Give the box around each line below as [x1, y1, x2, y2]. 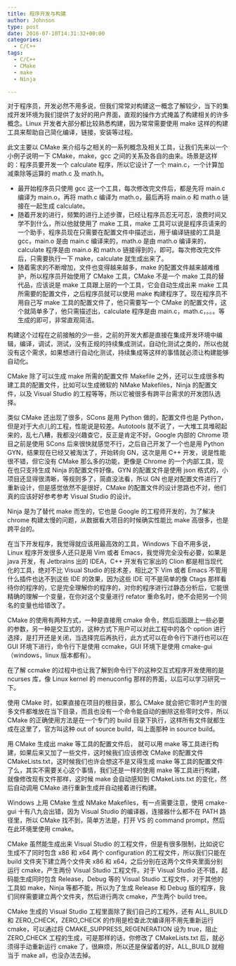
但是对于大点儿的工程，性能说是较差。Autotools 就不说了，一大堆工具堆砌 [7, 422, 221, 430]
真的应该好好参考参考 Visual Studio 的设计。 [7, 492, 135, 501]
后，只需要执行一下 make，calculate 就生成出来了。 [17, 254, 168, 263]
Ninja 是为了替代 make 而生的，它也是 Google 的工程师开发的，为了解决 [7, 507, 216, 516]
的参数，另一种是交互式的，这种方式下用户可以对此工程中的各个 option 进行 [7, 625, 226, 633]
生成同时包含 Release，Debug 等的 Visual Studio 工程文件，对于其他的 [19, 875, 223, 883]
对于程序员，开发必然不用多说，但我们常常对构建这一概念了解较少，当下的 [7, 102, 223, 110]
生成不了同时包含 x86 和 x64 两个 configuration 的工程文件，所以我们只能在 [7, 849, 226, 857]
